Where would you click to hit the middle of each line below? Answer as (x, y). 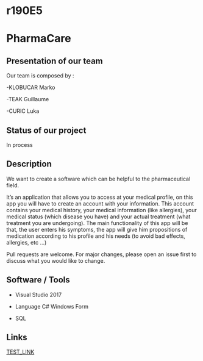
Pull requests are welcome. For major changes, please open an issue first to (101, 254)
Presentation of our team (55, 61)
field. (13, 185)
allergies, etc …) (27, 242)
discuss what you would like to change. (56, 260)
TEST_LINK (20, 352)
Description (29, 164)
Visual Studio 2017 (38, 295)
